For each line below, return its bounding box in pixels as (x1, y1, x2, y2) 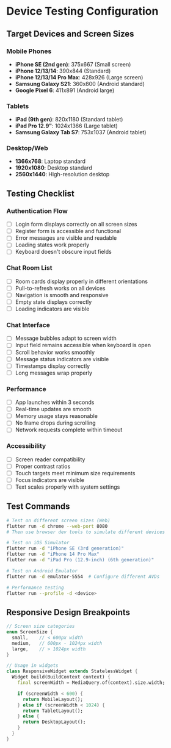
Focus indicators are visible (15, 476, 84, 483)
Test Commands (6, 502, 70, 512)
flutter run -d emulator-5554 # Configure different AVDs (6, 574, 160, 580)
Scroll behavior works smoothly (15, 348, 95, 356)
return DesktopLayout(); (22, 719, 86, 725)
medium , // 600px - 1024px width (12, 640, 103, 646)
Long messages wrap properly (15, 369, 93, 376)
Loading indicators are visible (15, 305, 90, 312)
